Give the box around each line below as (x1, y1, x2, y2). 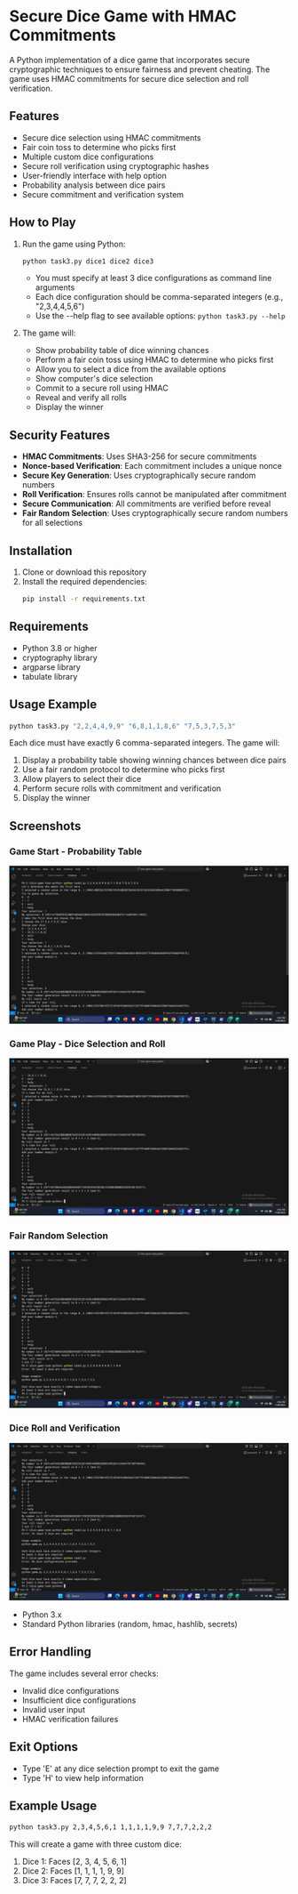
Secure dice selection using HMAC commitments (21, 132, 201, 143)
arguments (35, 282, 75, 293)
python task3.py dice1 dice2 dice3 (21, 256, 154, 266)
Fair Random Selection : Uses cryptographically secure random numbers (21, 508, 288, 519)
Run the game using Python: (21, 238, 126, 249)
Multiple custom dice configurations (21, 151, 154, 162)
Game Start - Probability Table (9, 845, 143, 858)
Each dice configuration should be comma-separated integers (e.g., (35, 292, 284, 302)
